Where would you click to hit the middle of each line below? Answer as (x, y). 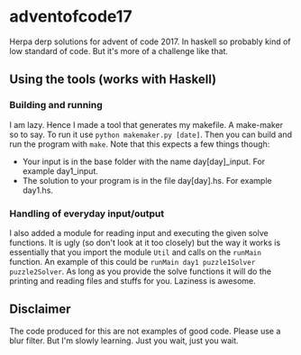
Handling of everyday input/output (87, 214)
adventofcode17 (71, 17)
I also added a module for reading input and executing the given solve (139, 232)
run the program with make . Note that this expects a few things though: (140, 144)
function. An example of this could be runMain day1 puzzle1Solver (132, 261)
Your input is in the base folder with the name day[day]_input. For (144, 161)
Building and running (56, 105)
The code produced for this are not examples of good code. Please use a (145, 331)
